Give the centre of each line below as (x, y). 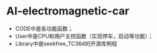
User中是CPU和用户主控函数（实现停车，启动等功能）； (84, 36)
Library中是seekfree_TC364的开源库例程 (66, 43)
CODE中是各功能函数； (44, 28)
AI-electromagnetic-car (68, 11)
